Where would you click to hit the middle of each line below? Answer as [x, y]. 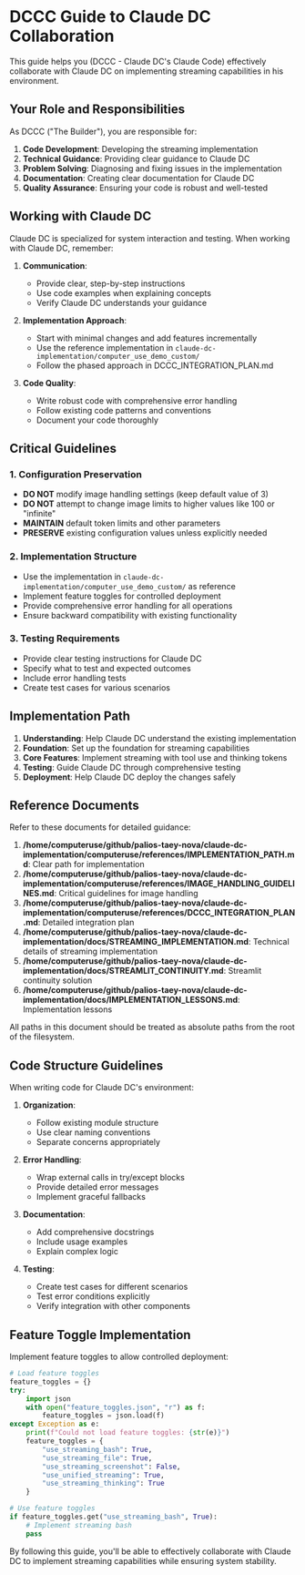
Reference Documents [74, 806]
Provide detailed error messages [97, 1187]
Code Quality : [49, 383]
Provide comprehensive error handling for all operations [127, 605]
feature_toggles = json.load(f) [104, 1416]
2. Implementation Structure [73, 557]
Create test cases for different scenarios [112, 1287]
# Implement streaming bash [79, 1525]
